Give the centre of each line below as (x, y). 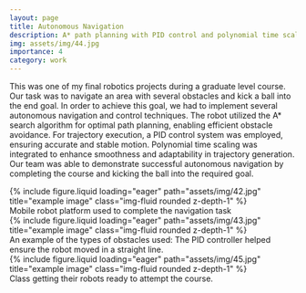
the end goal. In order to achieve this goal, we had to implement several (143, 105)
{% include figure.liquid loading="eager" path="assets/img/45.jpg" (135, 259)
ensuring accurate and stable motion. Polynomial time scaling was (133, 144)
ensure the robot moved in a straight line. (87, 249)
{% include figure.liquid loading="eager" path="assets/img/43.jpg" (135, 220)
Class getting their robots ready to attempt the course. (112, 278)
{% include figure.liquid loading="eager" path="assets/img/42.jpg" (135, 191)
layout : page (34, 18)
